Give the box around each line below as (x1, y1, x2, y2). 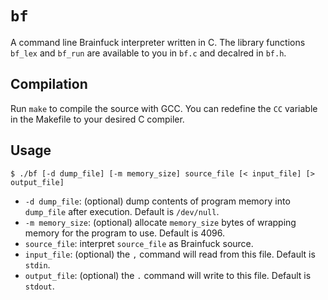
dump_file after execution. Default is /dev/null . (24, 205, 220, 217)
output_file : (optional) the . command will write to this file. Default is (24, 269, 312, 281)
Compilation (10, 76, 88, 93)
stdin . (24, 258, 51, 271)
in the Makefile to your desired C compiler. (10, 113, 185, 125)
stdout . (24, 280, 55, 292)
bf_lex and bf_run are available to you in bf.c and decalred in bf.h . (10, 47, 287, 59)
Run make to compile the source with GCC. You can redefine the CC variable (10, 102, 318, 114)
